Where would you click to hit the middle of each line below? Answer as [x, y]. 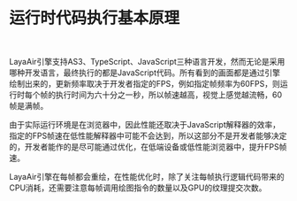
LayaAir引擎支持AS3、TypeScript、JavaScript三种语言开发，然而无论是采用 [147, 61]
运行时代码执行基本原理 [95, 18]
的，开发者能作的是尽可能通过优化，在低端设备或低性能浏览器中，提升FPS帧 [148, 146]
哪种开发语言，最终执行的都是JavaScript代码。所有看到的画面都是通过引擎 [145, 73]
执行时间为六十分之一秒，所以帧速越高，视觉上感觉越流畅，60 [169, 95]
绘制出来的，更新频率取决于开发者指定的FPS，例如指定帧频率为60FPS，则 [145, 83]
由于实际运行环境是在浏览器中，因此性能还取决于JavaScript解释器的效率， [145, 124]
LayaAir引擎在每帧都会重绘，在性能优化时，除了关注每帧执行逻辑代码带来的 [147, 176]
